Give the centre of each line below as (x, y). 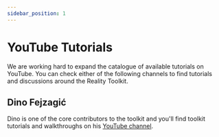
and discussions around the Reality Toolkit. (68, 81)
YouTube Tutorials (60, 47)
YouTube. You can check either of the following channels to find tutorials (110, 73)
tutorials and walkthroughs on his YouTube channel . (80, 126)
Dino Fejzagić (37, 102)
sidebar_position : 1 (37, 13)
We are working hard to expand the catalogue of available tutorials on (105, 66)
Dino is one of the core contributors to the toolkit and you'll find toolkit (106, 119)
